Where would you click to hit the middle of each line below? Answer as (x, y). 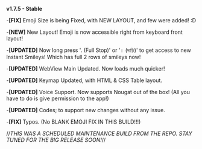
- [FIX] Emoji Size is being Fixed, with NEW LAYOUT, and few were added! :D (101, 20)
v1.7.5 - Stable (24, 9)
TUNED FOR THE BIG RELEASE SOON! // (56, 140)
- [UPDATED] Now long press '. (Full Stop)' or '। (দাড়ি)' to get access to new (99, 50)
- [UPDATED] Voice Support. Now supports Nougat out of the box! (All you (98, 92)
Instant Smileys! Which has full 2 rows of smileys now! (74, 57)
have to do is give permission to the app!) (58, 98)
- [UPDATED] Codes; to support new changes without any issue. (86, 110)
